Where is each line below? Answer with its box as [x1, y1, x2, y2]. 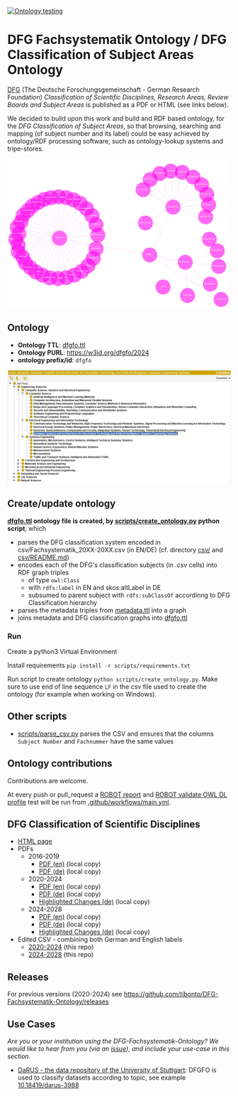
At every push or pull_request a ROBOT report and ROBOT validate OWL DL [7, 790, 228, 799]
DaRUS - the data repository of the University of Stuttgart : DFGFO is [17, 1066, 217, 1075]
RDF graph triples [17, 568, 69, 576]
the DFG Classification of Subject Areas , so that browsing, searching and [7, 122, 221, 130]
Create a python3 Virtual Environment [7, 647, 118, 655]
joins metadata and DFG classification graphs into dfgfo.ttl [17, 613, 188, 622]
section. [7, 1052, 31, 1060]
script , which [7, 524, 46, 532]
